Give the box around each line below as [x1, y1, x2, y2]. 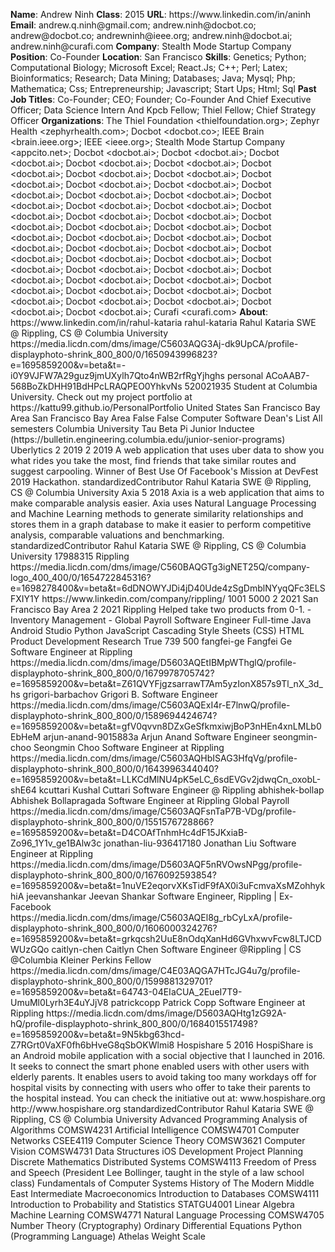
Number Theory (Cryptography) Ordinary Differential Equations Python [10, 1220, 303, 1231]
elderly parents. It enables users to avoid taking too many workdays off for [10, 1071, 317, 1083]
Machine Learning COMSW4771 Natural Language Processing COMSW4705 [10, 1209, 325, 1221]
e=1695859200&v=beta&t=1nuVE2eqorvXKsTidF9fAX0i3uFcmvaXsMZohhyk [10, 880, 326, 891]
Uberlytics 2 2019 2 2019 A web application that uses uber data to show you [10, 444, 325, 456]
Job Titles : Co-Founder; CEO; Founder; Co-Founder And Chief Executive [10, 94, 312, 105]
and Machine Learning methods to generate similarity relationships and [10, 508, 304, 519]
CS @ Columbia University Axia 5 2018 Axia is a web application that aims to [10, 487, 325, 498]
